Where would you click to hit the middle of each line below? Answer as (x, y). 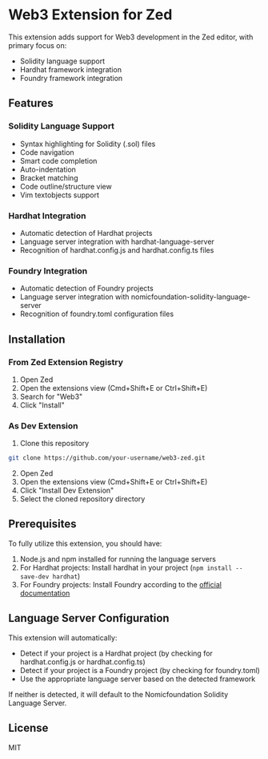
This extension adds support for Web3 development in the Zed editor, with (131, 37)
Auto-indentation (48, 169)
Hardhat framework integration (71, 69)
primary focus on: (38, 45)
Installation (37, 339)
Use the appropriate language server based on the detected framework (138, 679)
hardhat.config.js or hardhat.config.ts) (82, 662)
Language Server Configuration (89, 618)
